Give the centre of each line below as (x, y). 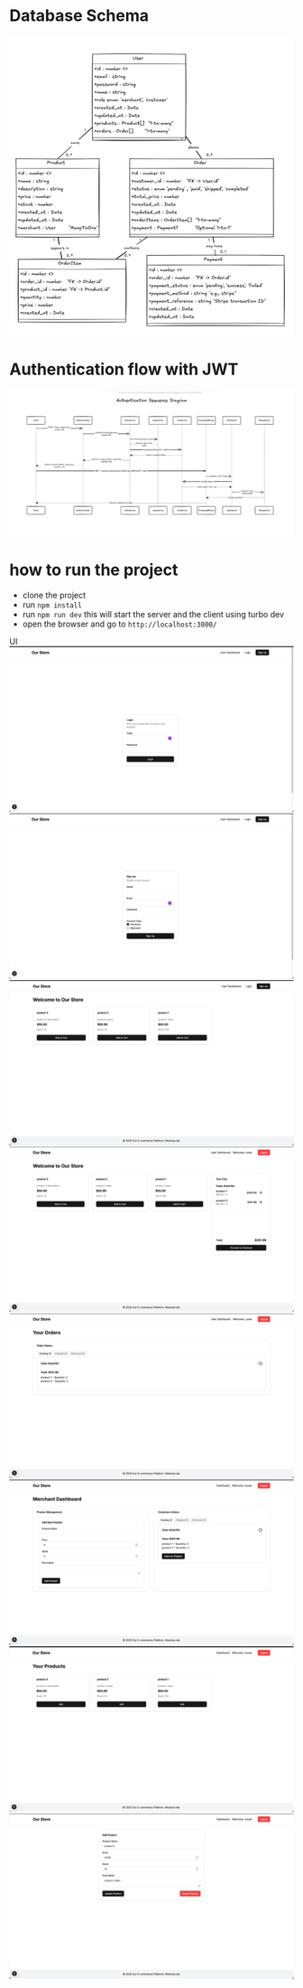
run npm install (52, 605)
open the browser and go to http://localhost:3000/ (119, 624)
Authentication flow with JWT (124, 369)
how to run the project (94, 570)
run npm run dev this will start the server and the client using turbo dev (153, 615)
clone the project (54, 595)
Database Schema (79, 16)
